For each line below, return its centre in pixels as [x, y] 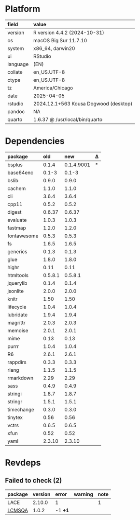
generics [17, 251]
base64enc [21, 173]
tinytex [15, 417]
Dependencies [35, 141]
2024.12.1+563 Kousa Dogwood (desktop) [83, 104]
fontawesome [23, 236]
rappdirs [17, 362]
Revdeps [23, 463]
